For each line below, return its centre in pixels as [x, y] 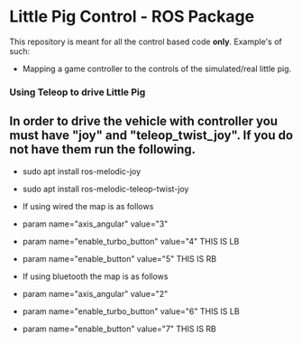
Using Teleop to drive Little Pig [78, 92]
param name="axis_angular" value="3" [95, 224]
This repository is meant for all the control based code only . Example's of [146, 42]
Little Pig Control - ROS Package [132, 17]
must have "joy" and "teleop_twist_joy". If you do [151, 136]
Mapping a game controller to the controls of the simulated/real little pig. [157, 69]
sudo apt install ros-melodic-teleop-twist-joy [105, 189]
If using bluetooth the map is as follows [95, 276]
